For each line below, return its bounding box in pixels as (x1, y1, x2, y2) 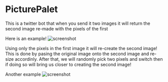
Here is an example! (5, 35, 47, 42)
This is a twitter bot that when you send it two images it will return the (5, 20, 151, 26)
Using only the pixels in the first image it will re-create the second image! (5, 45, 158, 51)
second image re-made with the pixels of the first (5, 25, 108, 31)
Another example (5, 71, 41, 77)
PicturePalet (5, 4, 58, 15)
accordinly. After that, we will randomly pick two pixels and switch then (15, 56, 163, 62)
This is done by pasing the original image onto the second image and (5, 51, 149, 57)
